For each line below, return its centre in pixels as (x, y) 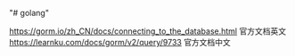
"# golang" (29, 13)
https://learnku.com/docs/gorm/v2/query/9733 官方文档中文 (120, 42)
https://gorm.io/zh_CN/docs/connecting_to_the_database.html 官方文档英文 (148, 31)
